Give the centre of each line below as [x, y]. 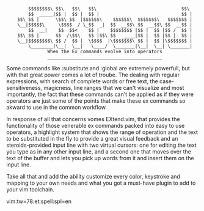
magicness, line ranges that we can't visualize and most [114, 88]
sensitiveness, [24, 88]
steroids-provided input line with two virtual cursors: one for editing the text [102, 145]
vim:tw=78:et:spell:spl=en [39, 201]
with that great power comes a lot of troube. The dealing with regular [93, 75]
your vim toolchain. [31, 189]
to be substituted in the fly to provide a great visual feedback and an [92, 139]
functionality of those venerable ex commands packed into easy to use [96, 126]
